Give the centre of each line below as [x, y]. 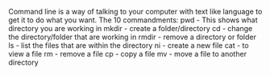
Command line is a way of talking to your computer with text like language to [135, 12]
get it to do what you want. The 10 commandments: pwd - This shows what [133, 20]
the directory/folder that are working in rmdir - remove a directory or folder [132, 37]
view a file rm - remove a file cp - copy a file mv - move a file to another [128, 54]
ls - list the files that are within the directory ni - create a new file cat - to [129, 45]
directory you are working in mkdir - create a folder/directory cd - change [131, 28]
